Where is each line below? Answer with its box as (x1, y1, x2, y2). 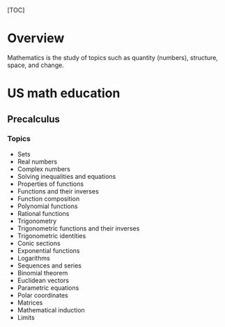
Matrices (17, 298, 43, 307)
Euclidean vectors (17, 276, 70, 284)
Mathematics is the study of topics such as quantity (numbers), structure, (7, 53, 218, 61)
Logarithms (17, 254, 50, 262)
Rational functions (17, 209, 70, 217)
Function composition (17, 194, 80, 203)
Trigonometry (17, 217, 57, 225)
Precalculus (7, 113, 61, 125)
